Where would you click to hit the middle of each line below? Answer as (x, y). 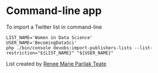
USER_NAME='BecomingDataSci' (42, 43)
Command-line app (54, 11)
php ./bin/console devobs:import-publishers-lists (69, 48)
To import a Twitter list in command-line (54, 27)
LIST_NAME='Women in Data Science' (49, 37)
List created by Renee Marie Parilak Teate (56, 64)
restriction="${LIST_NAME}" (40, 53)
